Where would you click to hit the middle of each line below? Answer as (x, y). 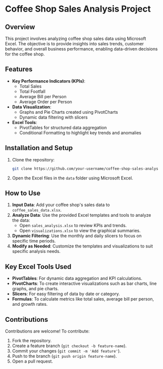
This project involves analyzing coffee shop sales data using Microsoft (76, 38)
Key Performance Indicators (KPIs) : (49, 81)
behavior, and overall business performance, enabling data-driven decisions (81, 49)
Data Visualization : (32, 107)
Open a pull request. (33, 361)
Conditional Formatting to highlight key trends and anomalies (80, 133)
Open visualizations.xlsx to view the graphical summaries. (80, 231)
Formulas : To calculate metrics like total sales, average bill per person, (83, 299)
